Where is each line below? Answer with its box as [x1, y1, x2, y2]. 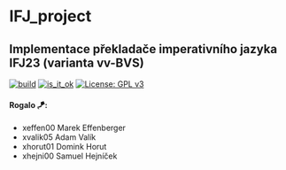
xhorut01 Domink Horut [21, 142, 107, 152]
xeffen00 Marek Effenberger [21, 122, 127, 134]
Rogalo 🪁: [9, 99, 48, 110]
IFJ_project [9, 6, 92, 27]
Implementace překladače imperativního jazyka [9, 42, 277, 57]
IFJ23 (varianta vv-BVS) [9, 55, 144, 70]
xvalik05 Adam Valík [21, 132, 97, 143]
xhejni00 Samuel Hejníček [21, 151, 118, 161]
